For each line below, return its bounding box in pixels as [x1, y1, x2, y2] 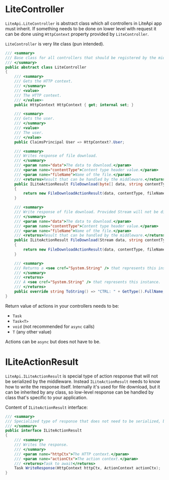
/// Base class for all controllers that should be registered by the [5, 55, 156, 60]
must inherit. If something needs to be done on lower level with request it [5, 25, 157, 31]
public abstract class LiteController [5, 65, 87, 70]
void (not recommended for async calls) [12, 323, 95, 329]
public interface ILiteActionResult [5, 428, 82, 433]
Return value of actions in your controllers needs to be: [5, 303, 119, 309]
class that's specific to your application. [5, 394, 88, 400]
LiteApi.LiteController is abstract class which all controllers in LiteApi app [5, 20, 162, 26]
